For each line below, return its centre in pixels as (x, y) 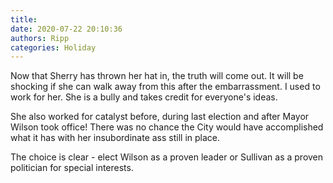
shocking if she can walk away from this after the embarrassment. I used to (165, 87)
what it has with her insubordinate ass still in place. (115, 138)
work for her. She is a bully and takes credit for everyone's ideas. (144, 97)
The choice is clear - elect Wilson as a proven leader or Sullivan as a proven (167, 157)
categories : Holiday (53, 47)
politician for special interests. (72, 168)
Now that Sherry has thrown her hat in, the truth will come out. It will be (157, 76)
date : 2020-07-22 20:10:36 (66, 29)
